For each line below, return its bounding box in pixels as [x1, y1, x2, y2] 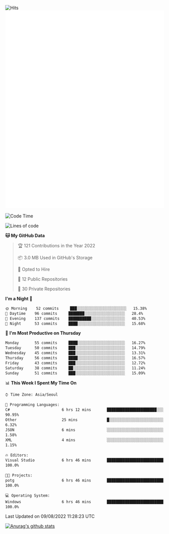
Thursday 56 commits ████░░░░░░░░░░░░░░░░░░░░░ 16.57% [5, 356, 145, 361]
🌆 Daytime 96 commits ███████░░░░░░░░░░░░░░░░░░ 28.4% [5, 311, 143, 316]
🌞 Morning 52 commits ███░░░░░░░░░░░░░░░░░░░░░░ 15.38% [5, 306, 147, 311]
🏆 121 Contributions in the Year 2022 [17, 243, 95, 249]
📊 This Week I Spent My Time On [5, 380, 77, 386]
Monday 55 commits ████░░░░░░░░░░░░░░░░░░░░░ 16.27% [5, 341, 145, 346]
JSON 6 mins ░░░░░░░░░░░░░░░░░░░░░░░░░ [5, 428, 164, 433]
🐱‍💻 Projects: [5, 473, 33, 478]
